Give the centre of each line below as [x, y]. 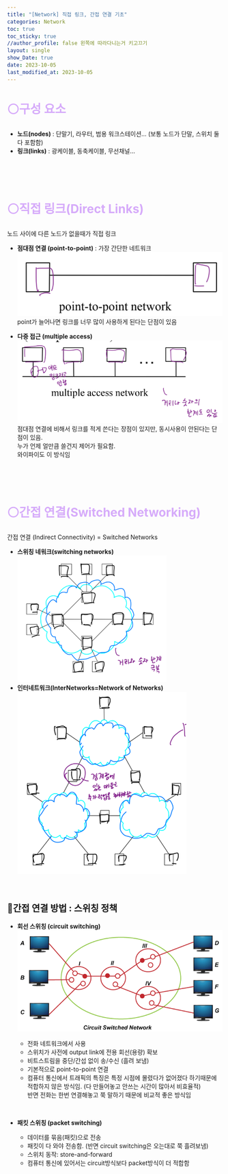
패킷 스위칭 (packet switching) [59, 1123]
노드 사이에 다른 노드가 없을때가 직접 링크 [62, 234]
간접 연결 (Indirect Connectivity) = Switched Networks [83, 537]
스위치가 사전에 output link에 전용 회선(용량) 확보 [92, 1052]
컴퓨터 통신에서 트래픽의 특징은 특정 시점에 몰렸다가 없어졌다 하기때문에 [122, 1078]
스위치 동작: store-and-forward [70, 1155]
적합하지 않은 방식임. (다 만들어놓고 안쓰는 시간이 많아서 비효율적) [114, 1086]
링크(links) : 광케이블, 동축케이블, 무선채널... [76, 151]
